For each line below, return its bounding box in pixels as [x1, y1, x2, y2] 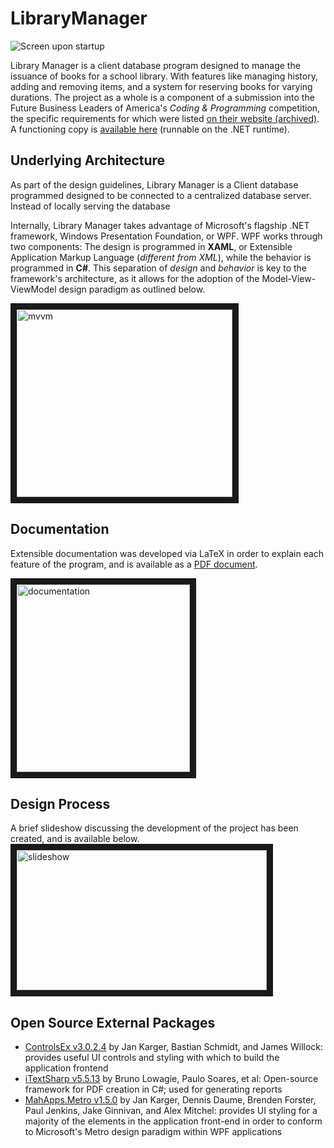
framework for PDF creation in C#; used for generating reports [24, 1083, 283, 1096]
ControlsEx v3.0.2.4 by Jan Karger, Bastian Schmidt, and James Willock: [24, 1041, 324, 1053]
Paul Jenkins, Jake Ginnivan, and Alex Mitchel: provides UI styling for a [24, 1105, 318, 1117]
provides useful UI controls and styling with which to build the [24, 1052, 280, 1064]
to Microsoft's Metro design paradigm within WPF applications [24, 1126, 283, 1138]
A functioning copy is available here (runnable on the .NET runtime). [10, 123, 290, 135]
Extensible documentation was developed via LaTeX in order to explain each [10, 547, 325, 559]
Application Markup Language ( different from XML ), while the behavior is [10, 251, 312, 263]
